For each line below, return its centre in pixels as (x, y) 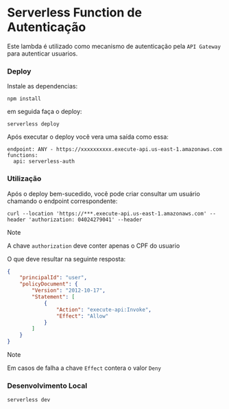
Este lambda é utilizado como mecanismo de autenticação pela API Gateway (114, 46)
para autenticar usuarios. (43, 54)
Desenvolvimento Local (47, 386)
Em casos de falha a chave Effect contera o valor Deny (84, 368)
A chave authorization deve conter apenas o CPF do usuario (94, 246)
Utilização (24, 178)
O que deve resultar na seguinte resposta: (67, 259)
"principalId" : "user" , (53, 278)
